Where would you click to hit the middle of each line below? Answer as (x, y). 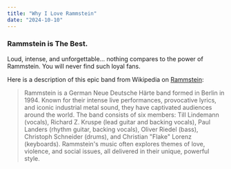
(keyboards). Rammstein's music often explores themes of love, (114, 144)
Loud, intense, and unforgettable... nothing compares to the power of (105, 58)
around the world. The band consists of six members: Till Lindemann (121, 115)
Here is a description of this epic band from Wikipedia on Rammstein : (106, 79)
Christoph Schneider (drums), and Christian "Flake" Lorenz (108, 136)
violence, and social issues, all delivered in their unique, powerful (117, 151)
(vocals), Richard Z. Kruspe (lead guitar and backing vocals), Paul (117, 122)
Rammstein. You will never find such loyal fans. (74, 66)
